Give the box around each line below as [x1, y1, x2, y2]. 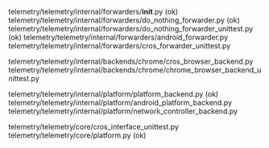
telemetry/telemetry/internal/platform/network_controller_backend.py [8, 106, 238, 116]
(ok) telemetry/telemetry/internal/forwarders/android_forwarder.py [8, 32, 229, 42]
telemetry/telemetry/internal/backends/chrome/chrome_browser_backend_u [8, 65, 262, 75]
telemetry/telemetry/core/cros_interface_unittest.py [8, 122, 180, 131]
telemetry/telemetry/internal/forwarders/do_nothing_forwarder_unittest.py [8, 24, 254, 33]
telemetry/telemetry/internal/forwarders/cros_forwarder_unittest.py [8, 41, 231, 51]
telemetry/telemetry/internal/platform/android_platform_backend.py [8, 98, 232, 107]
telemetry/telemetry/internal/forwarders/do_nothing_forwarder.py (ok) [8, 15, 240, 25]
